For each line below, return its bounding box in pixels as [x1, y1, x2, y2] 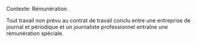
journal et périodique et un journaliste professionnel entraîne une [6, 24, 169, 30]
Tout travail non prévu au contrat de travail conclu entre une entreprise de [6, 17, 191, 24]
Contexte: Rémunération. [6, 5, 68, 12]
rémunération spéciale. [6, 30, 64, 37]
